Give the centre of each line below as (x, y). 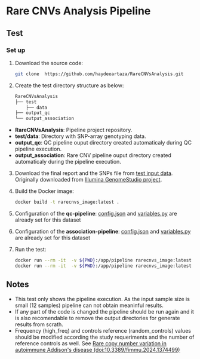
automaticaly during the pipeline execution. (68, 162)
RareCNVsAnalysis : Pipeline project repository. (73, 130)
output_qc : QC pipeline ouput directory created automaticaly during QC (103, 143)
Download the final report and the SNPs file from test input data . (94, 173)
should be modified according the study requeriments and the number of (104, 337)
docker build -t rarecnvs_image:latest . (67, 202)
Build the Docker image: (44, 191)
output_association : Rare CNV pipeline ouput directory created (93, 155)
